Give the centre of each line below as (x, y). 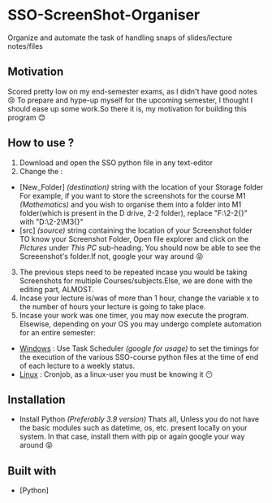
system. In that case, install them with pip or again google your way (132, 436)
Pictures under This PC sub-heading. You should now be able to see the (140, 247)
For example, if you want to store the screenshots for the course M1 (132, 195)
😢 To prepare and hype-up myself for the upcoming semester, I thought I (130, 100)
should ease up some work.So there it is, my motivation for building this (127, 108)
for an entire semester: (58, 332)
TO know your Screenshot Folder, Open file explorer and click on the (134, 238)
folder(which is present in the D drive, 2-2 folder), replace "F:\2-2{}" (134, 212)
